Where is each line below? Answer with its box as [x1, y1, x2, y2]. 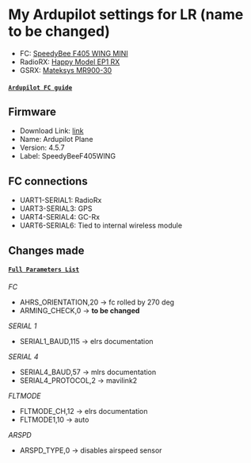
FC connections [8, 174, 89, 188]
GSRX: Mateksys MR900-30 [19, 65, 112, 75]
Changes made [8, 243, 85, 257]
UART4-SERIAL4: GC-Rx [19, 212, 101, 222]
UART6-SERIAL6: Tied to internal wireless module [19, 220, 183, 231]
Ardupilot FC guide [8, 83, 73, 92]
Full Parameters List [8, 266, 80, 274]
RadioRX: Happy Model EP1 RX [19, 57, 120, 67]
